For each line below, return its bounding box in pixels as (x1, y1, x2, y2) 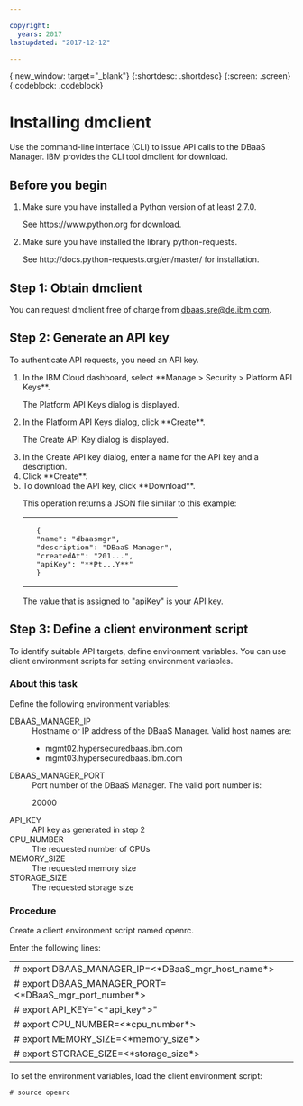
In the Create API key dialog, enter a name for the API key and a (22, 451, 259, 462)
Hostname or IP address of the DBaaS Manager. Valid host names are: (32, 725, 292, 736)
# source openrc (9, 1088, 70, 1098)
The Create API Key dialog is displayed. (22, 434, 170, 445)
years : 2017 (17, 29, 63, 39)
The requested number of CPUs (32, 843, 151, 854)
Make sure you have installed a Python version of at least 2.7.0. (22, 202, 257, 212)
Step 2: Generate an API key (9, 331, 170, 346)
